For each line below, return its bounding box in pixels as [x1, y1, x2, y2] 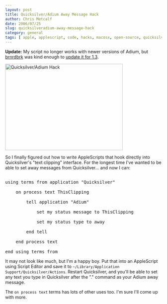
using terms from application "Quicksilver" [5, 179, 116, 185]
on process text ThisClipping [15, 189, 89, 195]
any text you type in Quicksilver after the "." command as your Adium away [5, 274, 159, 280]
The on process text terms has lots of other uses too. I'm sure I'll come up [5, 289, 158, 295]
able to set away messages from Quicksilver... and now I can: [5, 164, 131, 170]
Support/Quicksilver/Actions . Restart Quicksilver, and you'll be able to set [5, 269, 158, 275]
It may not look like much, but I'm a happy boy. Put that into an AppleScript [5, 258, 158, 264]
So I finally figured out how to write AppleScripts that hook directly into [5, 154, 151, 160]
